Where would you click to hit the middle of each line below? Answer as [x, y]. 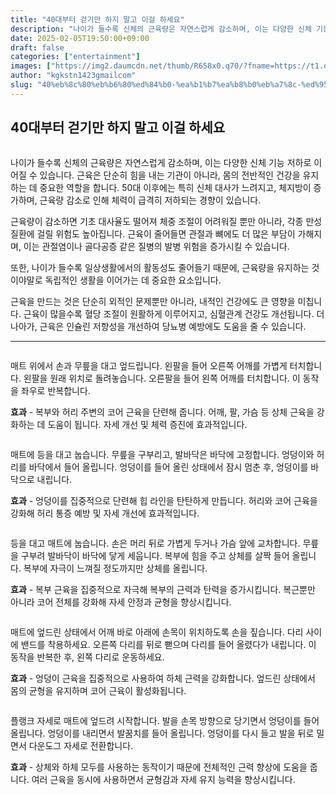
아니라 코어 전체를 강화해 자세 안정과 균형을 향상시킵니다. [121, 602]
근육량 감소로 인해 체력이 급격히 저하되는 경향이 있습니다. [150, 200]
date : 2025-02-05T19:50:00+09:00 [80, 38]
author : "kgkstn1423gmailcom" [73, 76]
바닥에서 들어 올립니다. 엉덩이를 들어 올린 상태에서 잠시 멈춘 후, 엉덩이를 [168, 467]
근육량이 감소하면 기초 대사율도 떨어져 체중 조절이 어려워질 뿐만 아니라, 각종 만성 [166, 221]
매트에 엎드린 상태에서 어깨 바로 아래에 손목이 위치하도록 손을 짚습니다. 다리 [157, 632]
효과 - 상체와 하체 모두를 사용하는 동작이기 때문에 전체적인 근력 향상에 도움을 [159, 767]
